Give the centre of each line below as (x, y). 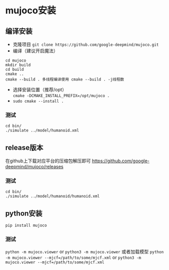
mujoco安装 (31, 11)
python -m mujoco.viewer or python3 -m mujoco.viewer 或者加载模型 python (85, 252)
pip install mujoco (26, 226)
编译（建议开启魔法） (35, 51)
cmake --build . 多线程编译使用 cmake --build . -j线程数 (65, 80)
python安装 (24, 213)
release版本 (24, 148)
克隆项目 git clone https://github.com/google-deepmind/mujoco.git (86, 44)
